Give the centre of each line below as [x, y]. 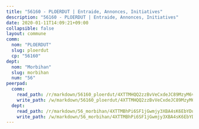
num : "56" [23, 78]
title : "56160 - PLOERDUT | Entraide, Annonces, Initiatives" [84, 12]
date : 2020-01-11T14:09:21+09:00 [47, 23]
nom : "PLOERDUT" [31, 45]
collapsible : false [30, 28]
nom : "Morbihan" [31, 67]
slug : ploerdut [30, 51]
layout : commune [26, 34]
